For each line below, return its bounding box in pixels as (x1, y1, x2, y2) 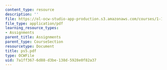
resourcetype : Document (5, 44, 55, 49)
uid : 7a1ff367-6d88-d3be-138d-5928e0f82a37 (5, 58, 97, 63)
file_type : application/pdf (5, 21, 64, 26)
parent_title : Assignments (5, 35, 61, 40)
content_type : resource (5, 7, 55, 12)
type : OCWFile (5, 53, 35, 58)
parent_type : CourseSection (5, 39, 64, 44)
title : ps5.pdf (5, 48, 37, 53)
